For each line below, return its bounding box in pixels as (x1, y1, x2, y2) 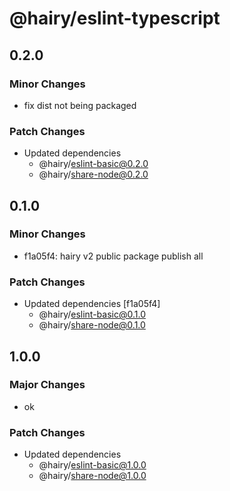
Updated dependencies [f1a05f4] (23, 298, 161, 310)
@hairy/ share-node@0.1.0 (38, 319, 146, 331)
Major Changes (9, 378, 86, 392)
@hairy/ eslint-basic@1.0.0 (38, 459, 147, 471)
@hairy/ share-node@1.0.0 (38, 470, 147, 482)
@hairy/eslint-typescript (9, 7, 221, 30)
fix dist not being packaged (23, 99, 137, 111)
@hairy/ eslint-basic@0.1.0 (38, 308, 146, 321)
